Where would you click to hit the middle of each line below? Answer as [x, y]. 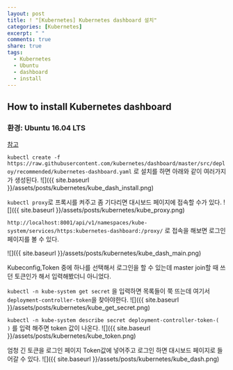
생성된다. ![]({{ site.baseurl [52, 180]
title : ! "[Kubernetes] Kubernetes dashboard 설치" [82, 20]
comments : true [29, 40]
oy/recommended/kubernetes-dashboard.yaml [70, 172]
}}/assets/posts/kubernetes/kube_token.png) [72, 336]
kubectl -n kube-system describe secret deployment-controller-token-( [113, 321]
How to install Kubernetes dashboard [89, 106]
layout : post [26, 14]
